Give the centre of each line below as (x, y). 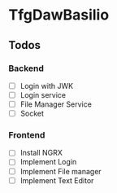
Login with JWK (47, 86)
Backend (26, 68)
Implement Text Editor (57, 180)
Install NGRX (41, 153)
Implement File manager (61, 171)
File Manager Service (56, 104)
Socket (32, 114)
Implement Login (48, 162)
